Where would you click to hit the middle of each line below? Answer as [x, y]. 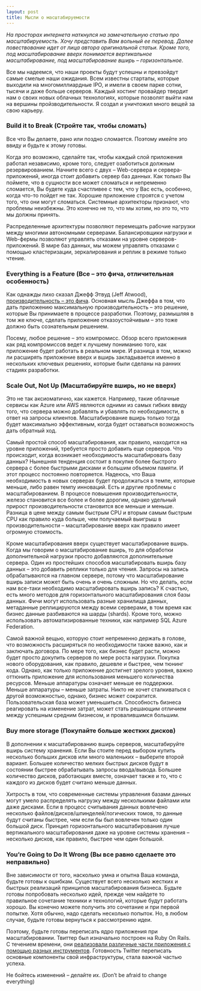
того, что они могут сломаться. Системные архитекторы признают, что [98, 202]
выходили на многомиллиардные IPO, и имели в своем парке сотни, [94, 84]
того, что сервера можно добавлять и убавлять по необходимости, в [95, 412]
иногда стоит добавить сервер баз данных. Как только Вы [116, 176]
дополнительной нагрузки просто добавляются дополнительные [89, 556]
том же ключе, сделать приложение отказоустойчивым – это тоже [92, 320]
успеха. [16, 963]
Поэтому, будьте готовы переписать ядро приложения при [82, 931]
